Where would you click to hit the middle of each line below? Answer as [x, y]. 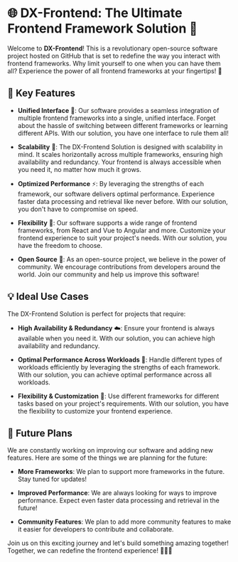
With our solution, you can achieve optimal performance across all [114, 374]
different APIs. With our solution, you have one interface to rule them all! [123, 133]
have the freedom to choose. [60, 245]
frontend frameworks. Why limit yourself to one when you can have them [114, 63]
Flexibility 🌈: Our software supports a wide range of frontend [107, 222]
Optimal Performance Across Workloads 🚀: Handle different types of [120, 360]
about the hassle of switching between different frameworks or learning [123, 125]
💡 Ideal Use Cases [48, 297]
